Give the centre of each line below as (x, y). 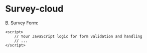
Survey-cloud (34, 9)
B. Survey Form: (22, 23)
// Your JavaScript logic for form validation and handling (78, 36)
